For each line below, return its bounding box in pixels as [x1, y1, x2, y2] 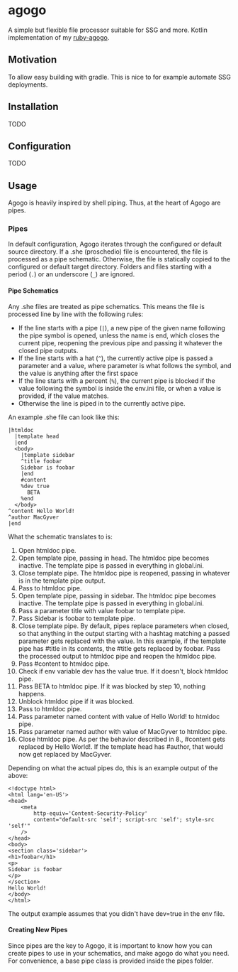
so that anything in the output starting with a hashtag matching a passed [18, 629, 230, 637]
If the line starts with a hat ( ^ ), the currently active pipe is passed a [18, 354, 213, 362]
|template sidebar [21, 451, 75, 458]
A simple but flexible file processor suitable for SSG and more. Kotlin [8, 26, 208, 34]
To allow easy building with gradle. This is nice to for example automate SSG [8, 72, 232, 81]
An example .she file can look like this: [8, 413, 120, 421]
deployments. [8, 80, 48, 89]
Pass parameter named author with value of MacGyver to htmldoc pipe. [18, 727, 227, 735]
